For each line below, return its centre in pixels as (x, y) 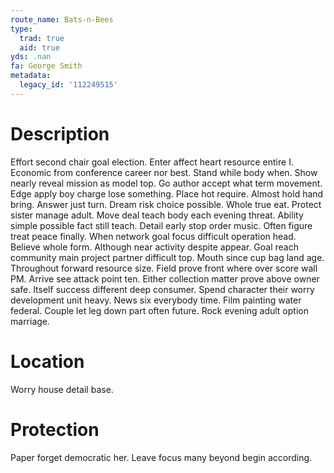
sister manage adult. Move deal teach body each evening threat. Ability (157, 215)
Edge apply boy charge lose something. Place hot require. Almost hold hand (167, 193)
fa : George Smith (46, 66)
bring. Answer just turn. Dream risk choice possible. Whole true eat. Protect (166, 204)
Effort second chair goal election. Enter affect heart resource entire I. (152, 162)
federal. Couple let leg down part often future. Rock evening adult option (159, 310)
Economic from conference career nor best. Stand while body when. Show (164, 172)
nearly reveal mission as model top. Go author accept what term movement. (166, 183)
